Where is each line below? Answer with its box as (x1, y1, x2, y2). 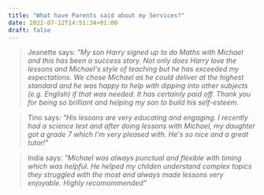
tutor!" (27, 138, 49, 148)
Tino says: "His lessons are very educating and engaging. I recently (27, 113, 248, 123)
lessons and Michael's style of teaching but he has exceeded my (27, 64, 240, 74)
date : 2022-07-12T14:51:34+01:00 (8, 19, 118, 27)
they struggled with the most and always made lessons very (27, 170, 224, 179)
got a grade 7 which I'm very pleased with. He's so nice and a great (27, 130, 249, 139)
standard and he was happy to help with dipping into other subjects (27, 81, 248, 90)
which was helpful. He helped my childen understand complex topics (27, 162, 252, 171)
